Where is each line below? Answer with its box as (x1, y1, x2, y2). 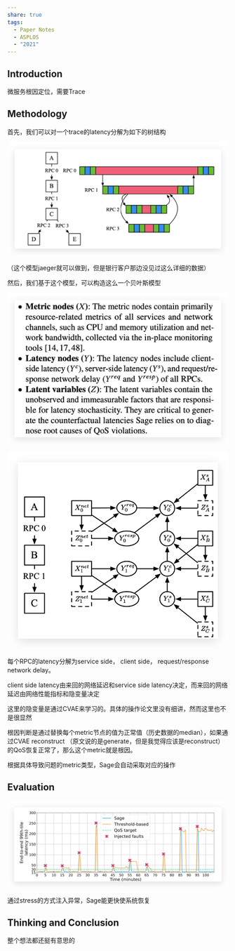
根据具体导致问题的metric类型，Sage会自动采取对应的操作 (7, 760, 176, 769)
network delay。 (7, 665, 55, 674)
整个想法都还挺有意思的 (7, 936, 75, 945)
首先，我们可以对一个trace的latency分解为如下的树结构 (7, 127, 166, 136)
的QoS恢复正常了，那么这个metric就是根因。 (7, 745, 137, 754)
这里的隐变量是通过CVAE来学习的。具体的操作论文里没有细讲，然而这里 (7, 704, 215, 712)
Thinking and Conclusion (7, 917, 119, 929)
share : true (7, 11, 42, 18)
